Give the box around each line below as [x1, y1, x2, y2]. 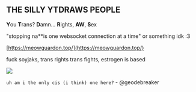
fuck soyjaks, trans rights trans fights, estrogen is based [6, 55, 145, 63]
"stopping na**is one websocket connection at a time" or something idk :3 [6, 32, 191, 40]
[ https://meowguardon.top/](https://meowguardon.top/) [6, 44, 144, 51]
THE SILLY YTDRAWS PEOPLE [6, 5, 121, 15]
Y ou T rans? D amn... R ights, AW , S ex [6, 20, 97, 28]
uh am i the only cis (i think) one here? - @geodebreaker [6, 78, 159, 86]
